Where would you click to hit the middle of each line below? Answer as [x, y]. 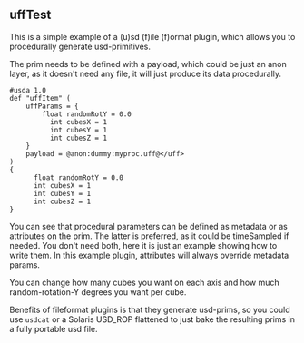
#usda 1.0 [28, 90]
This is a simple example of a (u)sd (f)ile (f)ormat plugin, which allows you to [152, 36]
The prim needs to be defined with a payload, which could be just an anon [148, 64]
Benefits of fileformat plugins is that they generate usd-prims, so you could [150, 309]
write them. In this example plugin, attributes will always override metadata [149, 255]
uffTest [30, 15]
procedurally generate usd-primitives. [80, 46]
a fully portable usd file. [54, 328]
